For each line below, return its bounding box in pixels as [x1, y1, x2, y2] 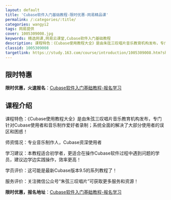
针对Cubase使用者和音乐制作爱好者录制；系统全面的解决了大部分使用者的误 [5, 122, 164, 128]
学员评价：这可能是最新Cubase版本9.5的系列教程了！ [5, 167, 118, 173]
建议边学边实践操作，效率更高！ [14, 157, 81, 163]
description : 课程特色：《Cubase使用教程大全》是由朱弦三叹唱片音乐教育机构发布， [5, 41, 160, 46]
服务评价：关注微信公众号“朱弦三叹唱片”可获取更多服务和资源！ [5, 178, 139, 184]
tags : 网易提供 [5, 27, 35, 32]
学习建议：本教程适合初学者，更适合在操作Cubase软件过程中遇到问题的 [5, 150, 155, 156]
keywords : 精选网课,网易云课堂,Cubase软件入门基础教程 [5, 36, 111, 41]
